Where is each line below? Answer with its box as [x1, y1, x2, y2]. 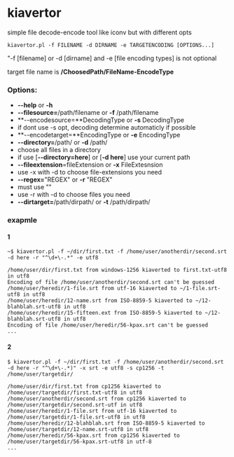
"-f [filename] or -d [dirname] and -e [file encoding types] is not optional [7, 54, 217, 62]
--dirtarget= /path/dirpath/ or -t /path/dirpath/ [17, 198, 151, 206]
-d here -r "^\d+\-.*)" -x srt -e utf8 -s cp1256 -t [7, 364, 165, 371]
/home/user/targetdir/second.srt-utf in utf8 [7, 401, 142, 408]
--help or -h [17, 101, 53, 109]
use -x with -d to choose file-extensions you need [17, 168, 163, 177]
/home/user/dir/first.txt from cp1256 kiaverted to [7, 383, 161, 390]
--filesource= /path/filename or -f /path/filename [17, 109, 159, 117]
